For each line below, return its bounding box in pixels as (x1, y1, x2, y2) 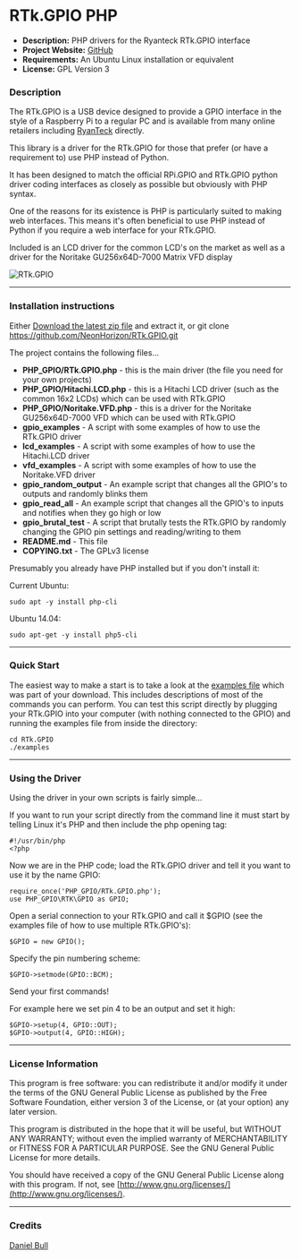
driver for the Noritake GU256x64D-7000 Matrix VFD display (9, 252, 233, 262)
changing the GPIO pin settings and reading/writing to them (21, 526, 241, 537)
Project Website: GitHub (21, 44, 113, 55)
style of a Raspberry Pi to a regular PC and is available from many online (9, 116, 275, 126)
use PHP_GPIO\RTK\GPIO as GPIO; (9, 895, 129, 904)
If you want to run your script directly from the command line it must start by (9, 809, 290, 820)
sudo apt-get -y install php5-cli (9, 630, 138, 639)
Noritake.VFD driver (21, 469, 96, 480)
